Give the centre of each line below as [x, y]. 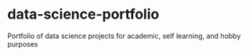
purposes [23, 44]
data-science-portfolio [83, 14]
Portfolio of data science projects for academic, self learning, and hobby [124, 36]
